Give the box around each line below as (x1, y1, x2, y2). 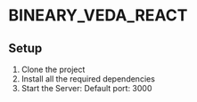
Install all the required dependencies (21, 74, 155, 84)
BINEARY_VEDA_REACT (8, 5, 188, 26)
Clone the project (21, 64, 86, 75)
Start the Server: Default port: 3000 (21, 83, 152, 93)
